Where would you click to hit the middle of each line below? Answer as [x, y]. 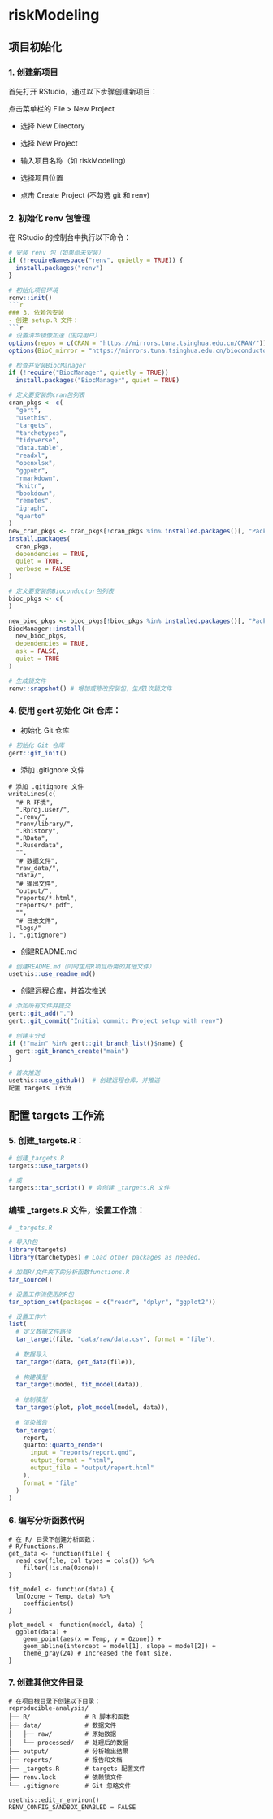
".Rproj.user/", [43, 809]
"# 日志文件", [37, 920]
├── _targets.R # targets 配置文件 [77, 1769]
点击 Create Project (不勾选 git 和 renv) [85, 195]
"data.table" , [39, 448]
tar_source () [30, 1279]
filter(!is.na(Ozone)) [61, 1568]
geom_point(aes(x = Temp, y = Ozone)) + [92, 1639]
